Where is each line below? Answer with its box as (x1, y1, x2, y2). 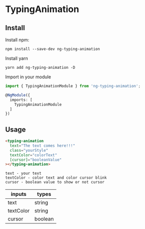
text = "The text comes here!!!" (10, 143, 76, 148)
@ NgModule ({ (5, 92, 30, 97)
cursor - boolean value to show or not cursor (5, 180, 105, 185)
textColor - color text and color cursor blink (5, 175, 107, 180)
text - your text (5, 171, 42, 176)
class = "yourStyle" (10, 148, 49, 153)
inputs (11, 191, 27, 198)
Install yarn (5, 55, 29, 61)
